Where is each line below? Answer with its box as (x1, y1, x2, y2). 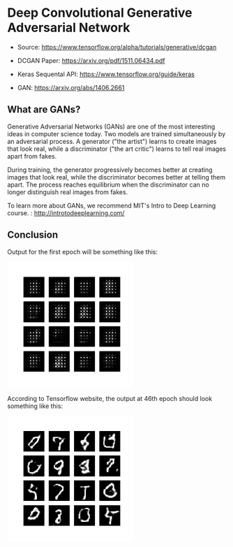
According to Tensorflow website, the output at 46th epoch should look (7, 394, 213, 402)
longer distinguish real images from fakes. (7, 187, 128, 196)
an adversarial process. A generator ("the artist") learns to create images (7, 137, 217, 145)
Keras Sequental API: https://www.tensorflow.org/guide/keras (17, 70, 195, 78)
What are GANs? (7, 103, 81, 116)
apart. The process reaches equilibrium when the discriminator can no (7, 180, 209, 189)
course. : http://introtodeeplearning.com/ (7, 208, 125, 217)
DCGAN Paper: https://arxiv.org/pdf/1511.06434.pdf (17, 56, 165, 64)
